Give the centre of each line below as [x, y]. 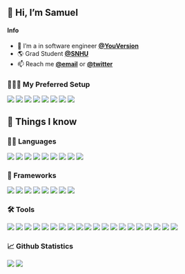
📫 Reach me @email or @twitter [65, 63]
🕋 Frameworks [32, 175]
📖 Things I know [42, 122]
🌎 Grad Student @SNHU [53, 53]
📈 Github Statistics [40, 246]
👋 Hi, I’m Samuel [42, 13]
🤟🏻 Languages [32, 141]
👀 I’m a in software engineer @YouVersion [78, 46]
